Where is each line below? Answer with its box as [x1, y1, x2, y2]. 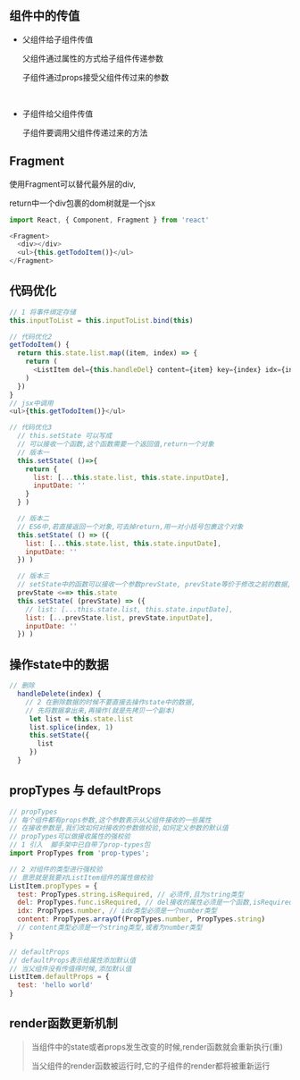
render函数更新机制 [9, 1016, 118, 1031]
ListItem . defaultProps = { [9, 973, 110, 982]
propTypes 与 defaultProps [9, 783, 162, 798]
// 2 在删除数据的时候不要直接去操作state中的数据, [25, 697, 196, 706]
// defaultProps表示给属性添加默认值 [9, 956, 137, 965]
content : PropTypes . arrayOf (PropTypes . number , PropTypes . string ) [17, 915, 266, 924]
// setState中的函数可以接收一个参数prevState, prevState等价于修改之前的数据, [17, 580, 292, 589]
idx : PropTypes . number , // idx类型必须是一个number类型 [17, 907, 217, 915]
